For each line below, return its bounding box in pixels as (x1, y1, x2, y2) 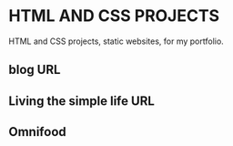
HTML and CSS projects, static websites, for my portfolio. (8, 36, 224, 47)
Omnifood (8, 124, 67, 140)
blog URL (8, 62, 61, 78)
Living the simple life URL (8, 93, 156, 109)
